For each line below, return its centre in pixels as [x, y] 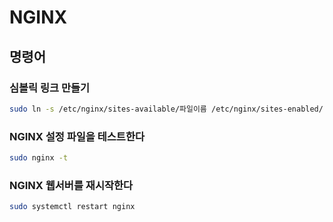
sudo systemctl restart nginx [72, 207]
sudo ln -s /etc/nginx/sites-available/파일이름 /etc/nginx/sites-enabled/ [166, 109]
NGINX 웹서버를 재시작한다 [71, 185]
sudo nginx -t [39, 158]
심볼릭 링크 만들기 [50, 88]
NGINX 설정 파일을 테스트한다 [77, 136]
